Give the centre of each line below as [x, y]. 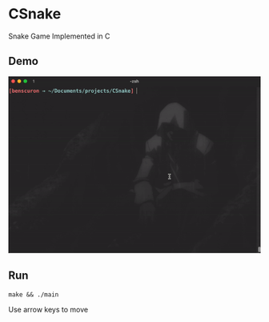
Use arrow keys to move [48, 310]
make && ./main [34, 295]
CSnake [35, 14]
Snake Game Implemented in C [59, 36]
